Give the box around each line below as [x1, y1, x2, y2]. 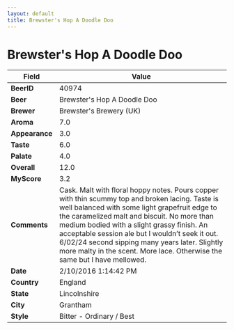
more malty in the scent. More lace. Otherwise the [58, 246, 223, 256]
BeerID [10, 84, 34, 93]
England [58, 278, 86, 288]
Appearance [10, 129, 53, 139]
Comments [10, 220, 49, 230]
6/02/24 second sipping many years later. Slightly [58, 237, 224, 247]
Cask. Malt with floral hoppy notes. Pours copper [58, 185, 219, 195]
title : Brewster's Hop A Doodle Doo [7, 17, 114, 24]
